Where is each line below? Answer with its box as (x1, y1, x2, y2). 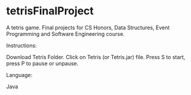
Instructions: (6, 42, 37, 49)
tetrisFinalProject (6, 4, 94, 18)
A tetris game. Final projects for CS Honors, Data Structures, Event (6, 24, 170, 31)
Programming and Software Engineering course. (6, 30, 125, 37)
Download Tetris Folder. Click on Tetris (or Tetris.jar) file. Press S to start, (6, 53, 186, 60)
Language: (6, 71, 33, 78)
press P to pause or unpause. (6, 60, 79, 67)
